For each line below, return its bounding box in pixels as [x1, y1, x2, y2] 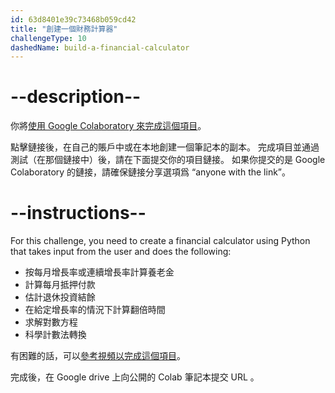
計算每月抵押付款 [24, 279, 96, 291]
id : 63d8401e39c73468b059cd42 [10, 14, 137, 25]
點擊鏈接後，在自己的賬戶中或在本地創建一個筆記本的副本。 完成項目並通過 [10, 141, 320, 153]
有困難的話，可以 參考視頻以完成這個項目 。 [10, 350, 186, 362]
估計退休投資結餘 [24, 291, 96, 303]
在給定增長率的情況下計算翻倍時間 [24, 304, 166, 316]
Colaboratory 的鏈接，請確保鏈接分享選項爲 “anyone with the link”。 [10, 166, 291, 178]
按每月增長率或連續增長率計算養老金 [24, 266, 175, 278]
